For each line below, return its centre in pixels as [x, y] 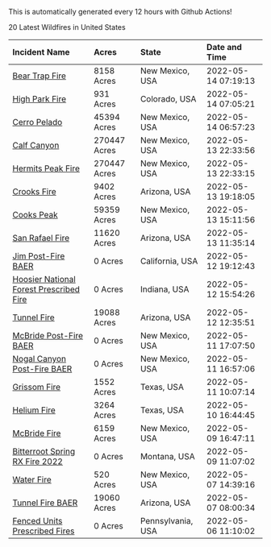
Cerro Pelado [38, 122]
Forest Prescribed [46, 289]
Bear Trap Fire [40, 76]
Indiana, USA [165, 289]
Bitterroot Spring [44, 452]
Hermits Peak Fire [46, 168]
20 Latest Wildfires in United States [67, 27]
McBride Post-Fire [48, 336]
